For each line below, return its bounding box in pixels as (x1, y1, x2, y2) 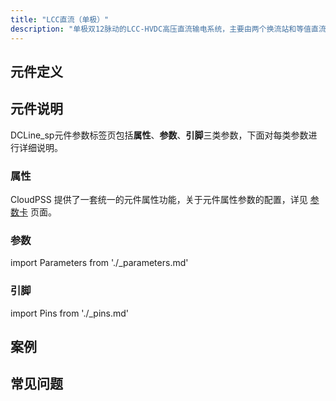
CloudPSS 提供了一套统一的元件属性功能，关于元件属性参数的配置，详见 (10, 194, 308, 205)
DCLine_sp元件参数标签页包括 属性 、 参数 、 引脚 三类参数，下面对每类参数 (10, 129, 309, 141)
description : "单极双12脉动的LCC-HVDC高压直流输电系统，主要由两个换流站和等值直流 (10, 24, 327, 34)
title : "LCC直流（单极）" (10, 14, 110, 25)
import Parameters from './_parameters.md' (10, 257, 189, 269)
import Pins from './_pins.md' (10, 307, 130, 319)
